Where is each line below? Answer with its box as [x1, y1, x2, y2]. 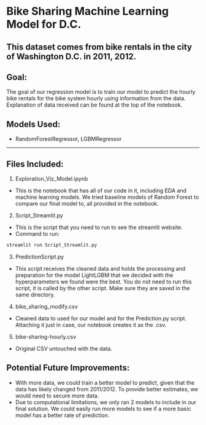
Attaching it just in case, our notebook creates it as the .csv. [15, 321, 167, 328]
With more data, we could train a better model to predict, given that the [15, 378, 195, 386]
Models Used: [6, 119, 61, 129]
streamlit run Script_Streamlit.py [6, 242, 97, 249]
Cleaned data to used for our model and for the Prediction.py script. [15, 314, 187, 322]
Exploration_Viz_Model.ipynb [15, 175, 88, 182]
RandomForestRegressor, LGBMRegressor [15, 135, 122, 143]
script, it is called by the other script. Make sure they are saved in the [15, 284, 190, 291]
